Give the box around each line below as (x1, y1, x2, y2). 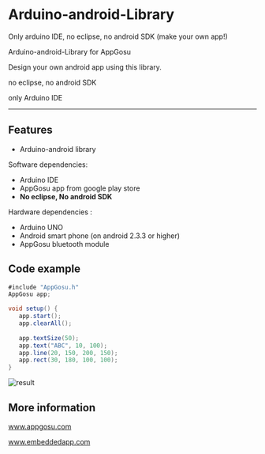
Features (8, 123, 53, 137)
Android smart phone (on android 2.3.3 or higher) (19, 231, 180, 240)
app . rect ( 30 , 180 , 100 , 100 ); (18, 356, 118, 365)
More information (8, 401, 96, 414)
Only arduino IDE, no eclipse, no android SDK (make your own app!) (8, 32, 229, 41)
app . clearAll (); (18, 320, 73, 327)
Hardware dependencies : (8, 207, 92, 217)
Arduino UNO (19, 222, 64, 232)
